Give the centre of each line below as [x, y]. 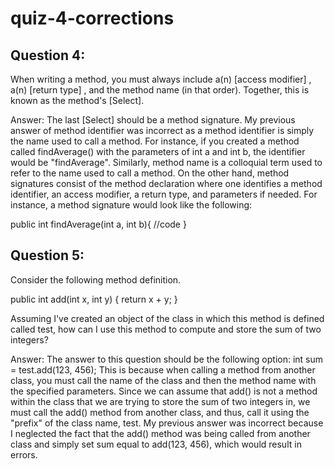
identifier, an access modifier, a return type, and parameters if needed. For [164, 194]
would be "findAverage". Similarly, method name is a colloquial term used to [166, 162]
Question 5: [47, 255]
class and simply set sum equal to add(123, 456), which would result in [156, 444]
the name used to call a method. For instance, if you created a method [155, 141]
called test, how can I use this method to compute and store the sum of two [166, 329]
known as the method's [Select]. [77, 100]
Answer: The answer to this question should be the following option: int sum [167, 359]
